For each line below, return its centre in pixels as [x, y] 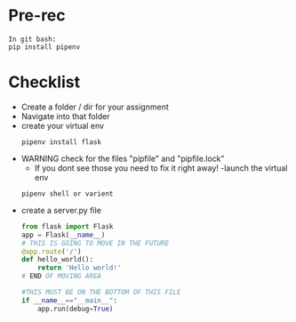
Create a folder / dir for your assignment [95, 107]
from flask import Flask [67, 226]
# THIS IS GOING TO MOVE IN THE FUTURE [95, 243]
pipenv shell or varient [67, 193]
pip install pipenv [44, 47]
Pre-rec [37, 16]
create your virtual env [62, 125]
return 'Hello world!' [80, 268]
